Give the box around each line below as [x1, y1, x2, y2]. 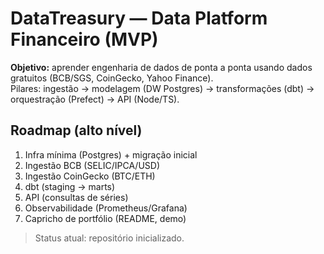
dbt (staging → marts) [24, 180, 116, 192]
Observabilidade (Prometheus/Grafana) [24, 202, 188, 214]
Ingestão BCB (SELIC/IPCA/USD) [24, 159, 160, 171]
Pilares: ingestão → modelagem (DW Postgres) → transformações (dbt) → [10, 82, 315, 94]
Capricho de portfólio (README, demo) [24, 212, 187, 224]
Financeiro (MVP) [10, 28, 159, 51]
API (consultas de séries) [24, 191, 129, 203]
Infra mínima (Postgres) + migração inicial [24, 148, 198, 161]
